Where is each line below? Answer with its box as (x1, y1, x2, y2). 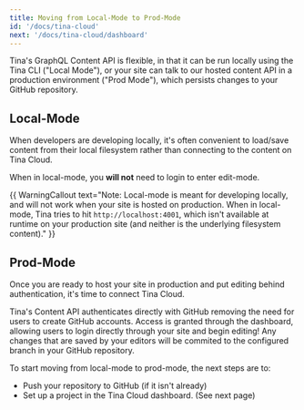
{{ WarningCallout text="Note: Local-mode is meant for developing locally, (9, 190, 289, 200)
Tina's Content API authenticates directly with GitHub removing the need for (9, 306, 295, 317)
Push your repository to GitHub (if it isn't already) (22, 380, 208, 391)
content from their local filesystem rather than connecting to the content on (9, 145, 292, 156)
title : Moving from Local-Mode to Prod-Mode (9, 13, 181, 23)
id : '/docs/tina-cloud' (9, 22, 100, 31)
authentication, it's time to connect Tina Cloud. (9, 289, 185, 299)
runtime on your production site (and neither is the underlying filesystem (9, 219, 281, 230)
